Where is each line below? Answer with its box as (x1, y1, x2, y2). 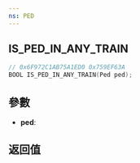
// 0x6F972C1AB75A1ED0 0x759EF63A (8, 63, 126, 71)
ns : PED (8, 11, 35, 20)
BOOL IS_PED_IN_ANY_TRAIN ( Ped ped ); (8, 71, 133, 79)
